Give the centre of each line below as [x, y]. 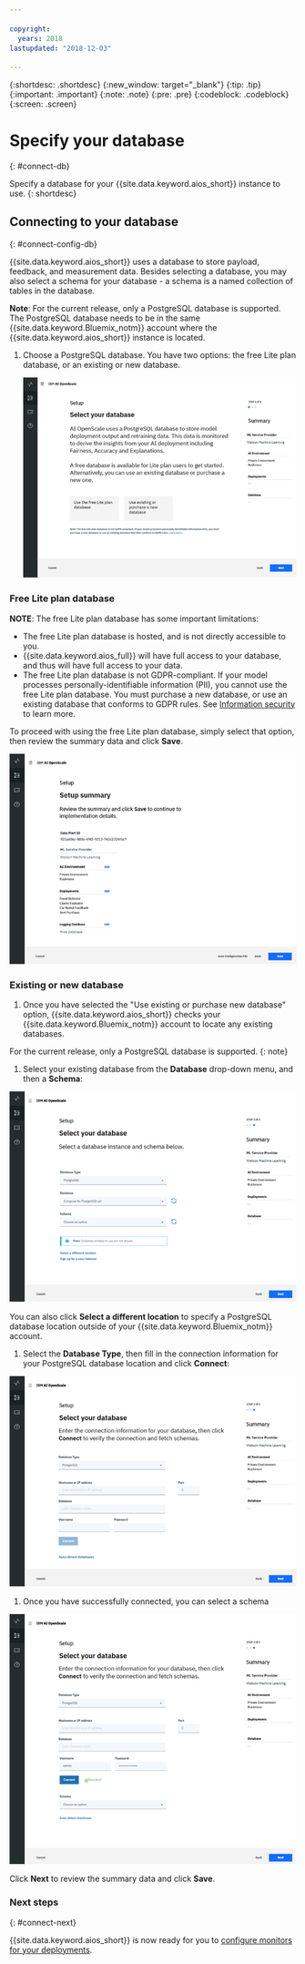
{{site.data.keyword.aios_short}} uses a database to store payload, [134, 261]
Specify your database [97, 141]
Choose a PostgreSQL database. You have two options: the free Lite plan [159, 354]
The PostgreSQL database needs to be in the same [105, 318]
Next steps [34, 1902]
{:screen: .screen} [43, 104]
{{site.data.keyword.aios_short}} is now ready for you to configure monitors [151, 1939]
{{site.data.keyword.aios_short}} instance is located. [107, 337]
